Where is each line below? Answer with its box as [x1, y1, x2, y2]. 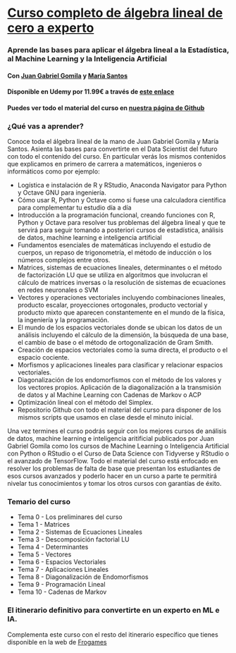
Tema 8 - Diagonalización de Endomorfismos [17, 573, 149, 581]
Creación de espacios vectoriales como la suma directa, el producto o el [17, 346, 228, 354]
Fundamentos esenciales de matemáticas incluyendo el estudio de [17, 241, 211, 250]
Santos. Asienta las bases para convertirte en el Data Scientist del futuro [7, 145, 218, 153]
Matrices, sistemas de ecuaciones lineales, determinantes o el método [17, 263, 222, 272]
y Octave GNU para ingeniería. [17, 188, 107, 197]
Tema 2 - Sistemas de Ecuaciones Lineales [17, 527, 143, 537]
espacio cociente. [17, 353, 70, 362]
